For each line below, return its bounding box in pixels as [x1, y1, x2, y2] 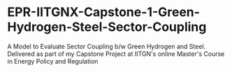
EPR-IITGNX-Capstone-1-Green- [7, 4, 201, 20]
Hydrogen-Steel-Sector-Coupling [7, 19, 207, 35]
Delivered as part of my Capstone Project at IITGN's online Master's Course [7, 50, 225, 58]
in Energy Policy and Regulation [7, 57, 99, 65]
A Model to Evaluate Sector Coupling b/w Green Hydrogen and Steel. [7, 42, 206, 50]
